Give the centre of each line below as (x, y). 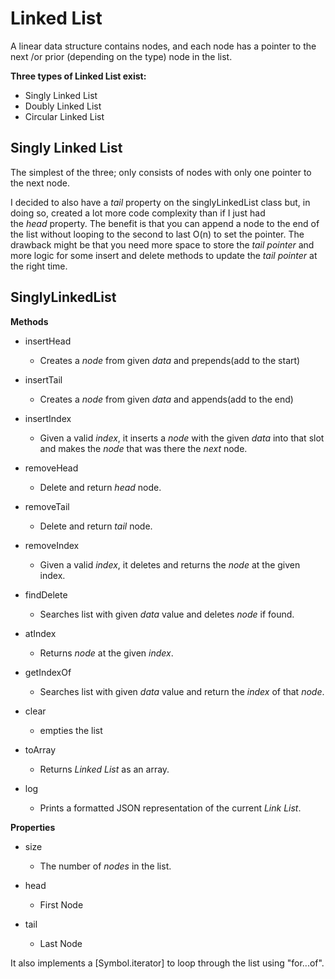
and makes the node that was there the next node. (143, 448)
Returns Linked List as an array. (104, 769)
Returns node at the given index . (106, 653)
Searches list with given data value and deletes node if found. (167, 614)
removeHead (51, 468)
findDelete (46, 594)
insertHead (48, 341)
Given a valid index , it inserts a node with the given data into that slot (182, 438)
